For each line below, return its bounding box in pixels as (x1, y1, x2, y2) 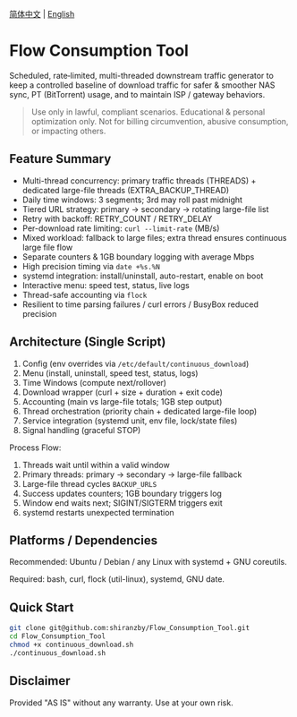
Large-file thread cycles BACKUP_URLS (21, 478, 157, 489)
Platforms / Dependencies (9, 533, 158, 548)
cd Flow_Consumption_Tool (9, 632, 106, 641)
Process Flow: (9, 442, 62, 453)
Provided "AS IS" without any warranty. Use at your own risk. (9, 697, 234, 708)
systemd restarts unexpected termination (21, 507, 174, 517)
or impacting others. (30, 125, 106, 136)
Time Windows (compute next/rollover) (21, 377, 167, 388)
